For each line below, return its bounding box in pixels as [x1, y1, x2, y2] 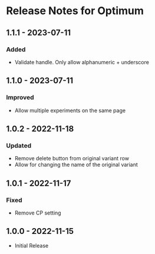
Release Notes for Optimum [6, 4, 144, 18]
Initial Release [14, 242, 49, 249]
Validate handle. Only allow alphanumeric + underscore [14, 58, 149, 65]
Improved [6, 93, 34, 101]
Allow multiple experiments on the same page [14, 107, 126, 114]
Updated [6, 141, 31, 150]
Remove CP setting [14, 209, 61, 216]
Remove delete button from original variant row [14, 155, 130, 162]
